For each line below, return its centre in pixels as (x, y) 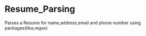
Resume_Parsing (40, 9)
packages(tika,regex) (26, 28)
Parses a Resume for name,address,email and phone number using (73, 23)
